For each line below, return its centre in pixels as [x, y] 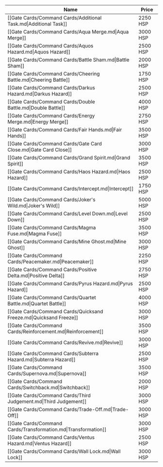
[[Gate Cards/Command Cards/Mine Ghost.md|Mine [67, 242]
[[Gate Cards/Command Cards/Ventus [51, 437]
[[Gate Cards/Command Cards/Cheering [54, 74]
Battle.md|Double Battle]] [36, 108]
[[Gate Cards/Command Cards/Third [49, 395]
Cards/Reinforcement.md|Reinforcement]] [56, 332]
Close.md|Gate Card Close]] [40, 150]
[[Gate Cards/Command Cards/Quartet [52, 297]
